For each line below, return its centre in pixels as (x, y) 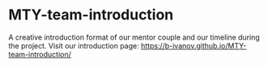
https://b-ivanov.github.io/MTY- (194, 45)
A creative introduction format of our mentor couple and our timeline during (134, 37)
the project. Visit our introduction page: (74, 45)
